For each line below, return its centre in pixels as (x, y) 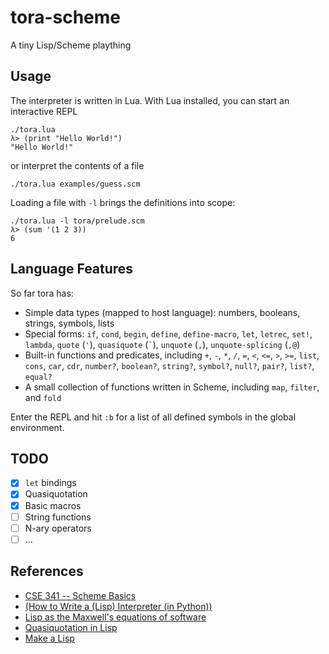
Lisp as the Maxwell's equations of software (115, 617)
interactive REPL (44, 111)
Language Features (72, 269)
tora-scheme (66, 17)
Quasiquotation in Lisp (71, 627)
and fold (43, 397)
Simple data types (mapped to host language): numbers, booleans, (162, 312)
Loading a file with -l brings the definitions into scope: (123, 202)
